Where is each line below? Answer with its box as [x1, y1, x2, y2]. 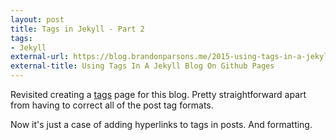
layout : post [10, 14, 65, 25]
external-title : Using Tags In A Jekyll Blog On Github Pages [10, 61, 275, 71]
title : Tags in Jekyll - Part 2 [10, 24, 145, 34]
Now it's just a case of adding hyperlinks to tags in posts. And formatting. [10, 119, 313, 130]
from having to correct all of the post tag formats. [10, 99, 214, 111]
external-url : [10, 52, 70, 62]
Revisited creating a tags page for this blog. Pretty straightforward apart [10, 89, 307, 100]
